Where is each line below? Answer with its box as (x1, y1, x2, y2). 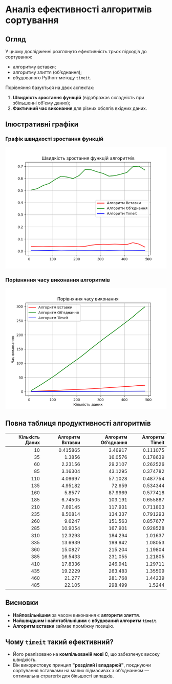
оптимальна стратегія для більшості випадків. (12, 673, 114, 679)
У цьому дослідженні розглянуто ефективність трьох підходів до (5, 49, 147, 54)
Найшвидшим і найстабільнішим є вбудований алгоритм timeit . (12, 617, 158, 624)
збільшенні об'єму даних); (12, 100, 71, 106)
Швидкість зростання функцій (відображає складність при (12, 95, 144, 100)
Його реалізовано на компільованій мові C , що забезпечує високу (12, 651, 160, 657)
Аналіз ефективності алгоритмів (5, 4, 152, 15)
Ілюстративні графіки (5, 120, 79, 129)
